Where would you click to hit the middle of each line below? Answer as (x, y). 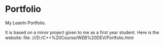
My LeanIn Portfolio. (26, 23)
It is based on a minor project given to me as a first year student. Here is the (82, 32)
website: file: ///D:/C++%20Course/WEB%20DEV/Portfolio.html (69, 38)
